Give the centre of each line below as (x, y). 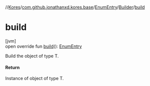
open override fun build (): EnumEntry (44, 46)
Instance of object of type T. (35, 79)
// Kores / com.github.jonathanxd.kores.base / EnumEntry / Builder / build (75, 7)
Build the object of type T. (32, 56)
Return (13, 67)
